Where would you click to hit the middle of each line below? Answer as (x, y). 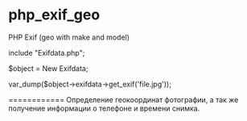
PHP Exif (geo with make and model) (69, 37)
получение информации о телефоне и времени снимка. (104, 108)
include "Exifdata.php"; (47, 52)
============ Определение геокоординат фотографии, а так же (123, 99)
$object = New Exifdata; (48, 68)
